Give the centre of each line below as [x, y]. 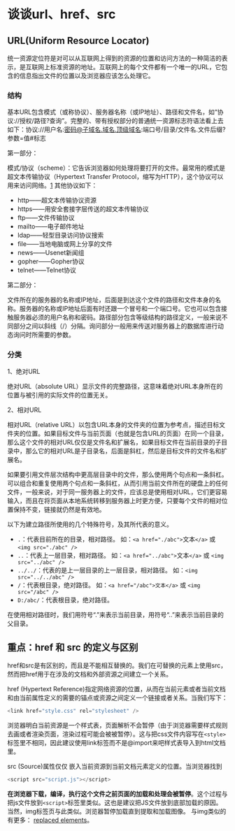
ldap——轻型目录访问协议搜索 [60, 236]
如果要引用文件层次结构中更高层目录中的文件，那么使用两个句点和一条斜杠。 [117, 474]
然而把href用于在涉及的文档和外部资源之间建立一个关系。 [90, 674]
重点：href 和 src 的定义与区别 [73, 647]
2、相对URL [24, 410]
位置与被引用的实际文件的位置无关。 [59, 395]
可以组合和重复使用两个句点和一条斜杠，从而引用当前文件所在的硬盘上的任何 [117, 483]
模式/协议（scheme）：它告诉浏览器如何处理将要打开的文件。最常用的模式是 [116, 168]
